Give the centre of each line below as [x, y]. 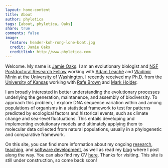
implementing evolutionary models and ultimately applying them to [74, 124]
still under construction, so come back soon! [51, 160]
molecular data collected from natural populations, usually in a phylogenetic [83, 129]
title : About [19, 15]
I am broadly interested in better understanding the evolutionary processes [82, 92]
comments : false [22, 33]
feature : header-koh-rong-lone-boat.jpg [52, 43]
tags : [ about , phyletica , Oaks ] [39, 24]
